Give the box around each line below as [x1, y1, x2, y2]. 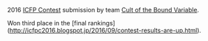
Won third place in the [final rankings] [7, 19, 115, 27]
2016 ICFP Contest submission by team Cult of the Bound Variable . [7, 6, 200, 14]
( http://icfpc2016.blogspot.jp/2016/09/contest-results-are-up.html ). [7, 27, 202, 34]
